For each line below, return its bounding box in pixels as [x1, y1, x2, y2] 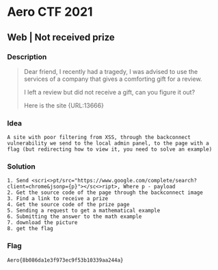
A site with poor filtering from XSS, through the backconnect [7, 134, 191, 141]
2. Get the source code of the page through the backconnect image [7, 189, 204, 196]
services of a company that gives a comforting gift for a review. [23, 75, 203, 83]
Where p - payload [123, 183, 176, 191]
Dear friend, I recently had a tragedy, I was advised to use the [23, 67, 198, 75]
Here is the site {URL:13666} [23, 101, 105, 110]
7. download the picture [7, 219, 78, 226]
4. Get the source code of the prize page [7, 201, 130, 208]
